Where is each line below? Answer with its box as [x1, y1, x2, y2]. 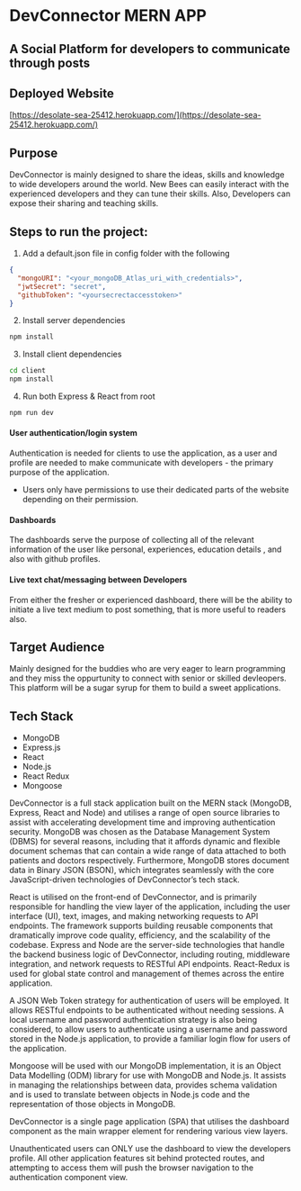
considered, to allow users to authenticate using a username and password [9, 1024, 288, 1035]
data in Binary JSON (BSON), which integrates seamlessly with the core [9, 865, 275, 876]
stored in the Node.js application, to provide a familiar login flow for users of [9, 1033, 291, 1044]
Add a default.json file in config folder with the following [22, 248, 231, 259]
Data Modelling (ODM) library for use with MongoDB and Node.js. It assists [9, 1070, 287, 1081]
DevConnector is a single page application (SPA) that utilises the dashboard [9, 1116, 289, 1127]
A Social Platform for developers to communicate [9, 41, 290, 57]
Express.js [22, 742, 61, 753]
